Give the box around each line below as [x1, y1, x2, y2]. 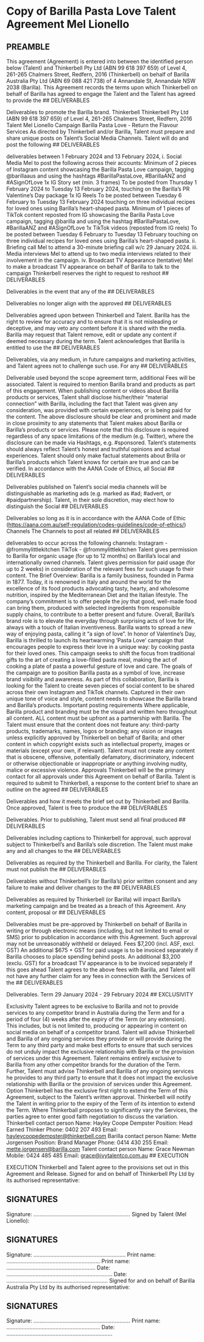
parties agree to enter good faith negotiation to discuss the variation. [6, 1113, 179, 1120]
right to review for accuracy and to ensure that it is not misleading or [6, 318, 178, 325]
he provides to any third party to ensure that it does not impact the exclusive [6, 1074, 198, 1081]
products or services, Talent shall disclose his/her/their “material [6, 394, 169, 401]
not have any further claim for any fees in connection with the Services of [6, 973, 191, 979]
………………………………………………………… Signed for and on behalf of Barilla [6, 1277, 195, 1284]
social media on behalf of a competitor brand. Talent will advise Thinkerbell [6, 1029, 195, 1036]
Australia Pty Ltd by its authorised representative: [6, 1283, 130, 1291]
